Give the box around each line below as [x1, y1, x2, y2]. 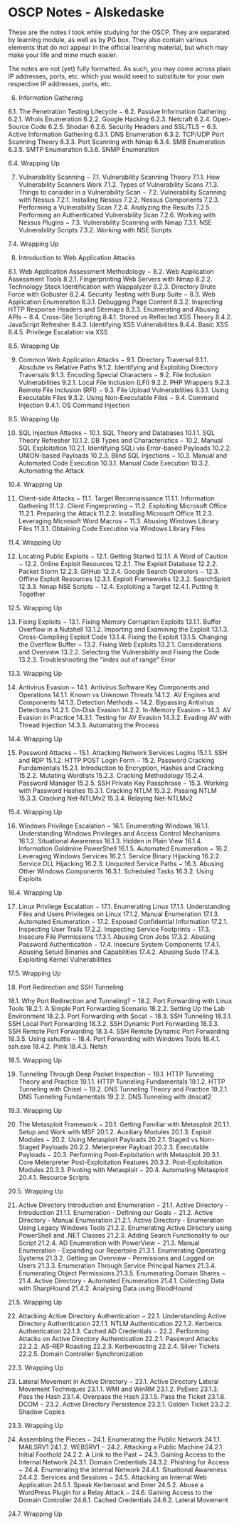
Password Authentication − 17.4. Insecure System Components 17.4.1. [18, 940, 221, 948]
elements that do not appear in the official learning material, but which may [8, 43, 228, 51]
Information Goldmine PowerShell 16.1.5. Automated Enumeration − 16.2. [18, 844, 230, 853]
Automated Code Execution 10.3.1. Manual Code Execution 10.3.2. [18, 458, 211, 467]
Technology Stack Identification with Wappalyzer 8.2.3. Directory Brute [8, 282, 216, 291]
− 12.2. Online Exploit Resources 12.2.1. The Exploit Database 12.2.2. [18, 559, 218, 568]
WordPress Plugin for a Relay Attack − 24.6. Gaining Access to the [18, 1488, 213, 1496]
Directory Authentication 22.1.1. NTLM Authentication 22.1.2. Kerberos [18, 1319, 223, 1328]
